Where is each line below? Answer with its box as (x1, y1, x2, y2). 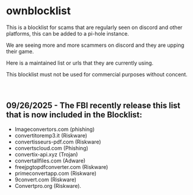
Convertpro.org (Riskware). (14, 182, 82, 189)
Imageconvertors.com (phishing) (14, 126, 95, 133)
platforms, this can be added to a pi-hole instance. (6, 30, 129, 37)
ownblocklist (6, 4, 71, 18)
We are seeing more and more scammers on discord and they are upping (6, 41, 185, 49)
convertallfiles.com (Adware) (14, 157, 86, 164)
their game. (6, 47, 34, 55)
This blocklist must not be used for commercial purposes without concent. (6, 71, 188, 78)
